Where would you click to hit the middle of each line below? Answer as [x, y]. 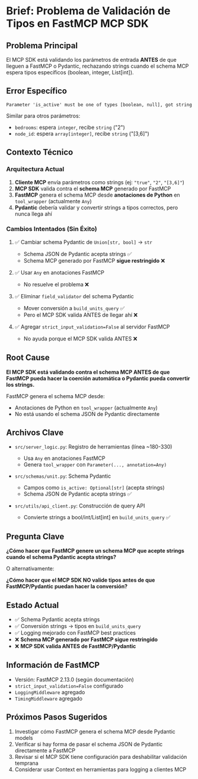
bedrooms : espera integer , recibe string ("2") [70, 127]
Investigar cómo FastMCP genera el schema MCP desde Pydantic [95, 731]
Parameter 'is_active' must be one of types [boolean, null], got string [99, 105]
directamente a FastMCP [45, 750]
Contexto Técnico [40, 152]
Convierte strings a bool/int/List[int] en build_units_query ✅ [97, 518]
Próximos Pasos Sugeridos [57, 717]
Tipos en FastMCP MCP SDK [78, 23]
